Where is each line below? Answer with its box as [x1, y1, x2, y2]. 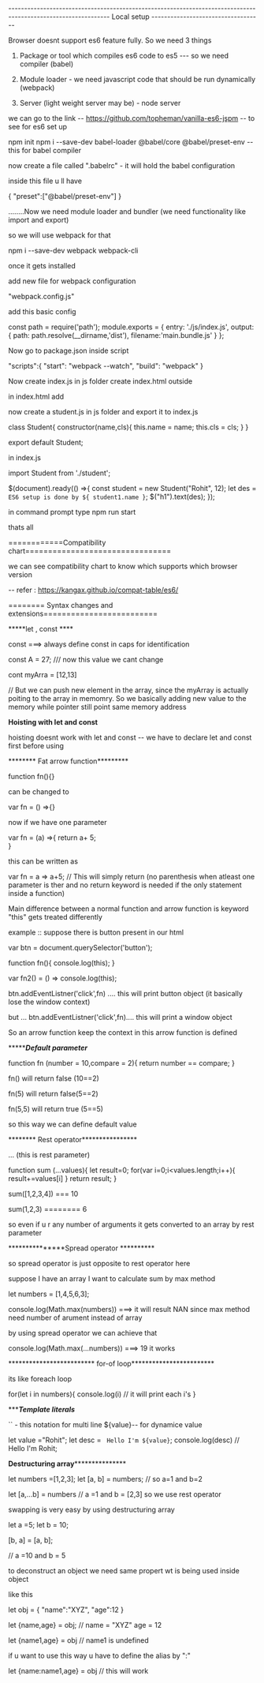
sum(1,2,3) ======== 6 [8, 1205, 87, 1213]
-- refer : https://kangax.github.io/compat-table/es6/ [8, 585, 179, 594]
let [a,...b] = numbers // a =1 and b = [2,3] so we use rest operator [8, 1490, 222, 1499]
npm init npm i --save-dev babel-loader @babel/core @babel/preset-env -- [8, 137, 254, 146]
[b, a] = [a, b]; [8, 1535, 54, 1545]
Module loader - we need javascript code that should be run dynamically [19, 75, 256, 84]
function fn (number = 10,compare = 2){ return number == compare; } [8, 1059, 235, 1067]
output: [230, 322, 255, 332]
